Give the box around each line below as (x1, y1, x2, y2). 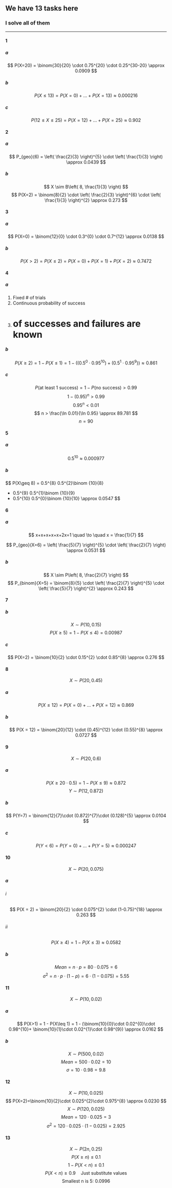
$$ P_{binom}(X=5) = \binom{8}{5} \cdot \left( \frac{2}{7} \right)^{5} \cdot (7, 580, 165, 586)
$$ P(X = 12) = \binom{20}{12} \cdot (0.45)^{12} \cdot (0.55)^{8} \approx (9, 727, 163, 733)
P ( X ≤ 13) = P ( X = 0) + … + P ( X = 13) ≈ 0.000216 (34, 92, 138, 99)
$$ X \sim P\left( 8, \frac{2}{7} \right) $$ (43, 571, 129, 578)
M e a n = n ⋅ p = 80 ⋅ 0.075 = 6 (54, 964, 118, 970)
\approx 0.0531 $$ (66, 547, 106, 553)
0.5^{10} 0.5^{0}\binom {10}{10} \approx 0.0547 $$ (12, 496, 121, 502)
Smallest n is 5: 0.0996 (61, 1178, 111, 1184)
